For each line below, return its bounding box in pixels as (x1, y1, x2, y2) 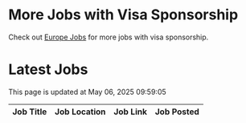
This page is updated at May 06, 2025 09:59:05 (8, 87, 166, 96)
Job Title (12, 106, 47, 117)
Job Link (113, 106, 147, 117)
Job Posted (154, 106, 199, 117)
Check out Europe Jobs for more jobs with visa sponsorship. (8, 32, 209, 42)
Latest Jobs (8, 60, 88, 79)
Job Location (55, 106, 106, 117)
